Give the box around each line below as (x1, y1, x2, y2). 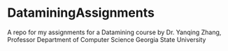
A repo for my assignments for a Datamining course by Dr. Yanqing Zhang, (7, 28, 222, 36)
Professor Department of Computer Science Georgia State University (7, 35, 206, 43)
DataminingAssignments (7, 5, 155, 21)
